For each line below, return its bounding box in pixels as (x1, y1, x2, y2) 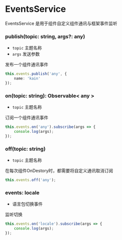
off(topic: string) (5, 145, 46, 152)
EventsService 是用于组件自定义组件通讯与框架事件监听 (5, 20, 118, 26)
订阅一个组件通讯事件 (5, 115, 48, 120)
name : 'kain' (14, 76, 41, 81)
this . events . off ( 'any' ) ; (5, 178, 56, 183)
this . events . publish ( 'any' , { (5, 72, 67, 77)
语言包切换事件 (12, 201, 43, 207)
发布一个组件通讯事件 (5, 62, 48, 68)
